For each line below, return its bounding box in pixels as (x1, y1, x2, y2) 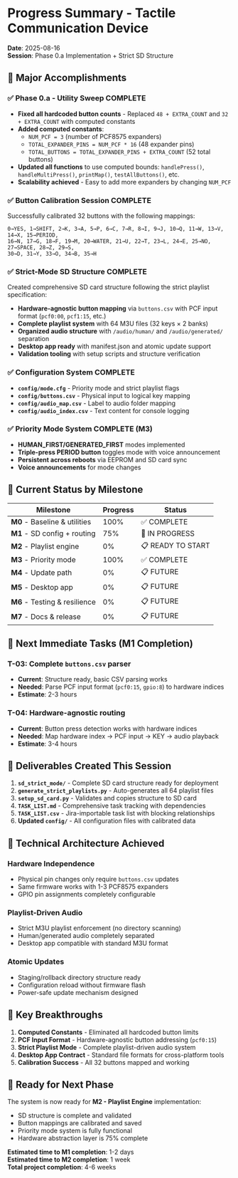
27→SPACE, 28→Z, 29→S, (7, 244, 75, 251)
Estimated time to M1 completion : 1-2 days (7, 1148, 134, 1157)
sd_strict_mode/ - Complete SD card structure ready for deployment (17, 778, 219, 788)
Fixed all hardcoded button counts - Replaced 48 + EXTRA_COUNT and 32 (17, 109, 229, 118)
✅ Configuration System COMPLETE (7, 368, 135, 377)
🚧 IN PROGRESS (141, 528, 195, 538)
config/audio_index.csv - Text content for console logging (17, 406, 190, 415)
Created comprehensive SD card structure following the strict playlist (7, 283, 210, 291)
